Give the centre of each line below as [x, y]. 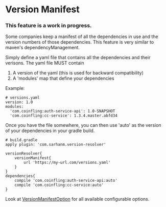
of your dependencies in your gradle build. [50, 131]
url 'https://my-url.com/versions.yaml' [67, 163]
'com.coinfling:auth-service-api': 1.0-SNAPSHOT [63, 111]
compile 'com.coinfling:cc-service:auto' [59, 185]
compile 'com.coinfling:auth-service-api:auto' [66, 181]
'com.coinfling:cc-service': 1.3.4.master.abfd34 [64, 116]
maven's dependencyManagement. [43, 48]
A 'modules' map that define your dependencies [63, 79]
